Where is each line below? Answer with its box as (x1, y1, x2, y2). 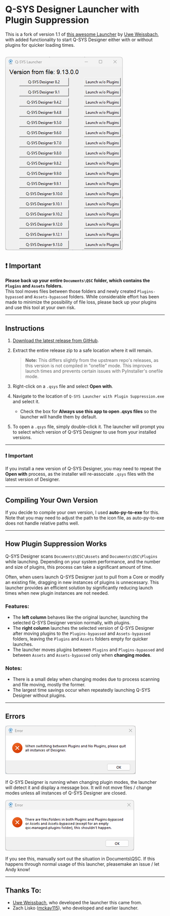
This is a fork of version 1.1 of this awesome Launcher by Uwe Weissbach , (5, 31, 159, 37)
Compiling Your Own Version (5, 496, 98, 504)
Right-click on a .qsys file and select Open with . (12, 383, 113, 389)
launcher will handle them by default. (20, 413, 98, 420)
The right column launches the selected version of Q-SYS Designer (12, 625, 154, 631)
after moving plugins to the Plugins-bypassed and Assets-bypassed (12, 630, 151, 636)
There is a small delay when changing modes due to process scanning (12, 676, 160, 682)
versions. (12, 434, 32, 440)
